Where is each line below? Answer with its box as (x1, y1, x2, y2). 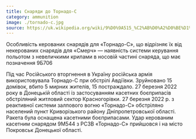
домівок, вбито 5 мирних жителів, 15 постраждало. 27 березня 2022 (6, 83, 177, 91)
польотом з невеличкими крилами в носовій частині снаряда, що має (6, 53, 181, 60)
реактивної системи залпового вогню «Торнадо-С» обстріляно (6, 102, 164, 109)
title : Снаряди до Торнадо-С (6, 8, 77, 15)
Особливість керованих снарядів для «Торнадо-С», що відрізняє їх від (6, 41, 182, 48)
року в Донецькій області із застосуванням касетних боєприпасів (6, 89, 171, 96)
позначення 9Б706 (6, 60, 53, 67)
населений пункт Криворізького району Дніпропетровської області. (6, 108, 176, 115)
